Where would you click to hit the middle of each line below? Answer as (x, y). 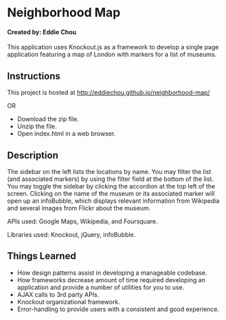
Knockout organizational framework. (68, 301)
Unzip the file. (37, 126)
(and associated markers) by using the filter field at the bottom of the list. (111, 179)
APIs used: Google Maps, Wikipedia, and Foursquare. (82, 221)
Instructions (34, 76)
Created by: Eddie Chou (42, 32)
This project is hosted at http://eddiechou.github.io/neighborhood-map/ (109, 93)
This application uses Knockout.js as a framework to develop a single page (113, 47)
